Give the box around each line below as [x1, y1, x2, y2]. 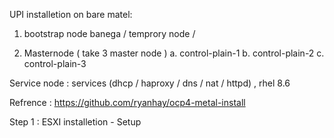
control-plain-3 [23, 58, 87, 69]
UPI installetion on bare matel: [9, 9, 133, 20]
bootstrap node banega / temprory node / [23, 28, 196, 39]
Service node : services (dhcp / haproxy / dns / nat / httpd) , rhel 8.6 [9, 77, 291, 89]
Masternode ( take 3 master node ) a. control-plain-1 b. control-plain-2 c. [23, 47, 325, 59]
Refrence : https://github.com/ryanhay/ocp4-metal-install [9, 97, 246, 108]
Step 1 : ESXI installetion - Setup [9, 116, 142, 128]
